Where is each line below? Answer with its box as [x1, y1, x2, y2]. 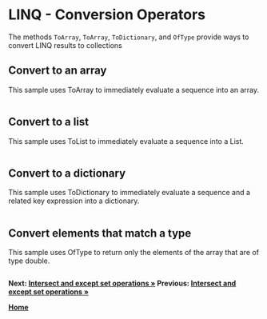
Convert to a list [8, 115, 90, 129]
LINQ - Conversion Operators [8, 6, 206, 24]
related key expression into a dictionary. [8, 196, 140, 205]
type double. [8, 256, 50, 265]
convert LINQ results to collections [8, 40, 122, 50]
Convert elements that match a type [8, 226, 192, 240]
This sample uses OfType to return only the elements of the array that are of [8, 248, 260, 257]
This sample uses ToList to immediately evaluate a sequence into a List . [8, 136, 244, 146]
